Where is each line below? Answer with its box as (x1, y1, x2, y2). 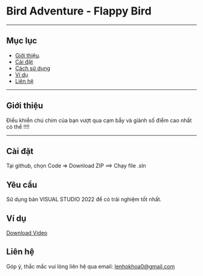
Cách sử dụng (14, 65, 50, 72)
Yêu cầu (6, 179, 37, 190)
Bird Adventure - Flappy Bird (6, 4, 152, 18)
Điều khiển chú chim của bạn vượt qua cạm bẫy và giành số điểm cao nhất (6, 117, 192, 124)
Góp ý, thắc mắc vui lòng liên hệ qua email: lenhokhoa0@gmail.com (6, 263, 175, 270)
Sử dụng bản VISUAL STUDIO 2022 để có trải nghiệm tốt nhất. (6, 196, 162, 203)
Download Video (6, 229, 48, 236)
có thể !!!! (6, 123, 30, 130)
